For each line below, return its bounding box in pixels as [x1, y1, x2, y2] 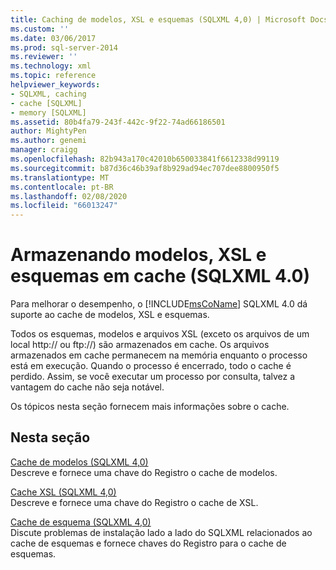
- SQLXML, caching [10, 89, 87, 99]
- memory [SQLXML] [10, 107, 87, 118]
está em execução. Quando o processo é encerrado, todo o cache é [10, 360, 292, 372]
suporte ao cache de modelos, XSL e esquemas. [10, 309, 210, 321]
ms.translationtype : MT [10, 172, 110, 183]
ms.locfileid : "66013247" [10, 201, 118, 211]
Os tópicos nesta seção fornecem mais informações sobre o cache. [10, 401, 290, 413]
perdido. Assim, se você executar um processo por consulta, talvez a [10, 371, 296, 383]
